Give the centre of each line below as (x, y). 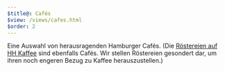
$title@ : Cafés (29, 13)
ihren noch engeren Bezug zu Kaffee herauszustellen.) (85, 61)
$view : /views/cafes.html (44, 20)
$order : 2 (22, 26)
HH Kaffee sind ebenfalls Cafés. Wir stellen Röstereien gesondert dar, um (112, 53)
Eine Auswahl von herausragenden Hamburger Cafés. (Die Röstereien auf (112, 46)
